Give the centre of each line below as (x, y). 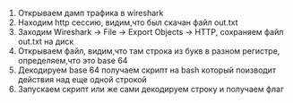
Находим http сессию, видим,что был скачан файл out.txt (128, 22)
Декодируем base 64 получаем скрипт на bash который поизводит (146, 70)
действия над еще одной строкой (82, 79)
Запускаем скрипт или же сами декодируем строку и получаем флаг (151, 89)
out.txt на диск (46, 41)
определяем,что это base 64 (73, 60)
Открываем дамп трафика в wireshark (90, 13)
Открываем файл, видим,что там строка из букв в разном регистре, (149, 51)
